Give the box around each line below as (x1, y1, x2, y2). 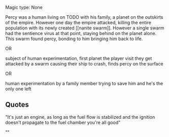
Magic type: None (5, 5, 43, 10)
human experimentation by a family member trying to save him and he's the (5, 81, 163, 86)
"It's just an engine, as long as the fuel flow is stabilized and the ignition (5, 114, 155, 120)
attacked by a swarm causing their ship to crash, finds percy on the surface (5, 61, 163, 66)
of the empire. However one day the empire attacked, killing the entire (5, 20, 151, 25)
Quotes (5, 100, 29, 109)
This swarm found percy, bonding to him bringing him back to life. (5, 36, 143, 42)
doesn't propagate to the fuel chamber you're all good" (5, 119, 121, 125)
